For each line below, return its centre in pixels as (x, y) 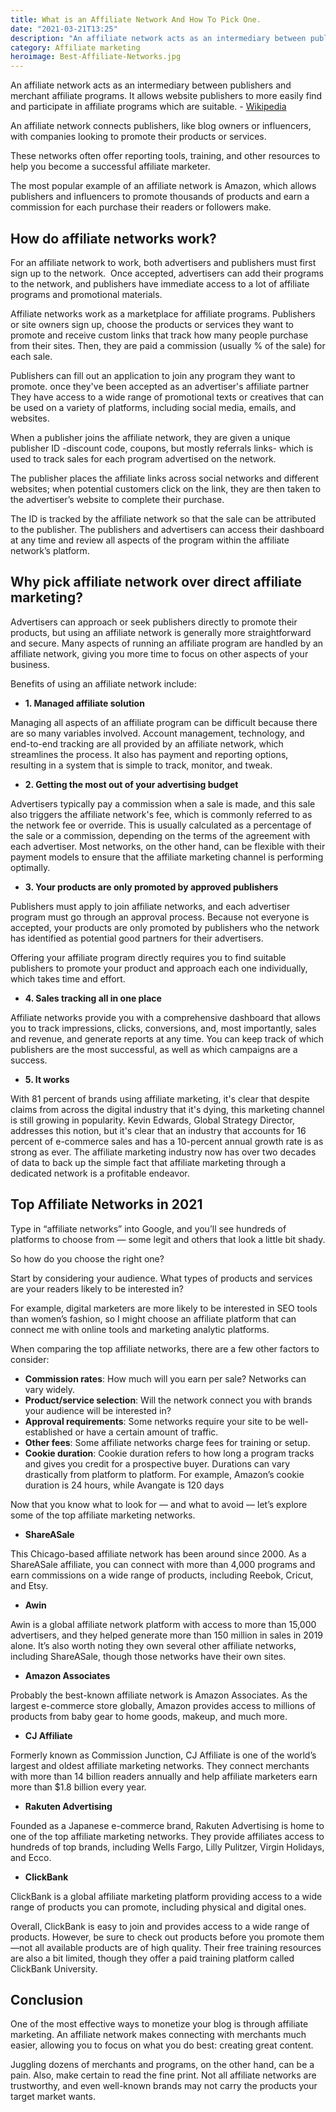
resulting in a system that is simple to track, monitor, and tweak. (141, 765)
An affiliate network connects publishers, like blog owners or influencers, (161, 126)
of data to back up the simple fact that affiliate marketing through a (148, 1162)
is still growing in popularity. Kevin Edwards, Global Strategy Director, (153, 1120)
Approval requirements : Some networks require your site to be (155, 1421)
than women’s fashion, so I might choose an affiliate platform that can (153, 1318)
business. (30, 664)
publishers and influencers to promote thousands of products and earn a (160, 197)
